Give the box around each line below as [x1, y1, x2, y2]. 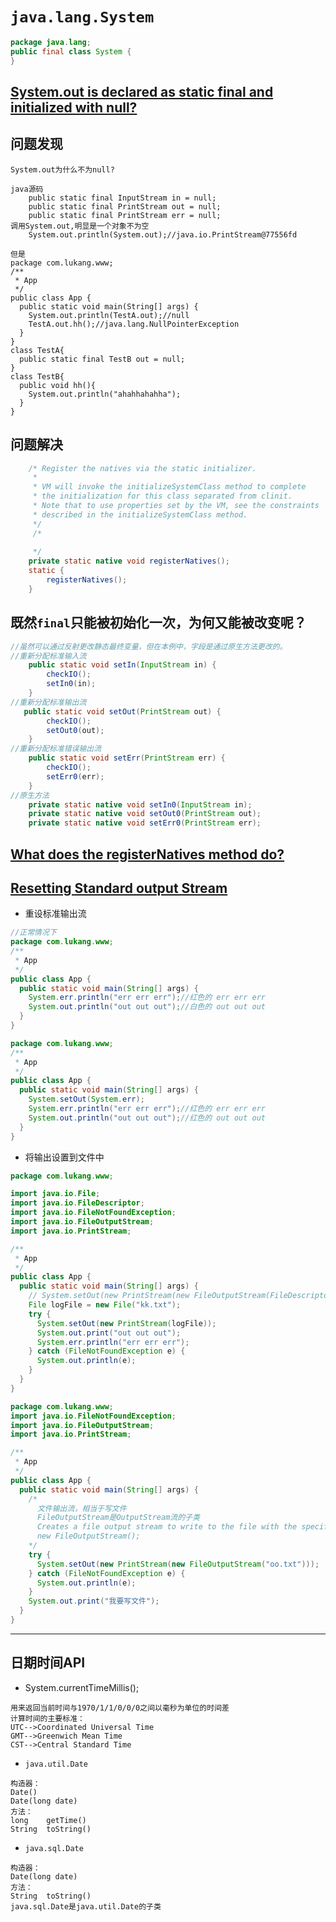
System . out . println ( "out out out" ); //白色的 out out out [28, 1002, 267, 1012]
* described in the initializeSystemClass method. [32, 509, 248, 520]
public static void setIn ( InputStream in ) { [28, 660, 217, 670]
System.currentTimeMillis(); [24, 1681, 140, 1693]
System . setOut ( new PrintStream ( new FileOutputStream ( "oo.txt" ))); [36, 1559, 320, 1569]
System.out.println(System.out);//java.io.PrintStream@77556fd [28, 229, 298, 240]
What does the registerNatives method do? [10, 846, 285, 863]
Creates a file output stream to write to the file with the [36, 1522, 298, 1532]
